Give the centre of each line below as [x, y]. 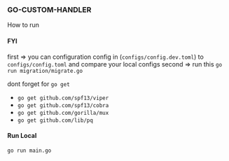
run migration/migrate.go [45, 71]
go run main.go [29, 150]
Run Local [22, 136]
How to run [23, 25]
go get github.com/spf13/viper [63, 98]
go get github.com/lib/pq [55, 120]
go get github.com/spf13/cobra [63, 105]
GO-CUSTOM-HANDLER [49, 10]
